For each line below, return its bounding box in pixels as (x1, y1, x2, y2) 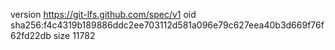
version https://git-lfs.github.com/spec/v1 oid (10, 9, 197, 20)
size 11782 (53, 30, 96, 41)
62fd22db (10, 30, 52, 41)
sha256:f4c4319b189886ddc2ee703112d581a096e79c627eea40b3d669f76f (10, 19, 325, 31)
